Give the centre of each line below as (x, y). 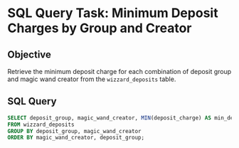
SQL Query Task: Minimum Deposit (113, 13)
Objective (30, 54)
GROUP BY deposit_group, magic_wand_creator (74, 131)
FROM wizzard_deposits (41, 125)
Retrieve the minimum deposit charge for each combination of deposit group (119, 72)
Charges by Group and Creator (100, 28)
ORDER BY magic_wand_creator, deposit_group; (76, 138)
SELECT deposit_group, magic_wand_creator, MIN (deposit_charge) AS (110, 118)
